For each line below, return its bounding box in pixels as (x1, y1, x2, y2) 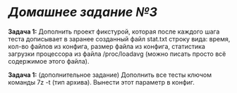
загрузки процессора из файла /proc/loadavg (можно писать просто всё (8, 50, 226, 58)
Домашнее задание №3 (8, 4, 158, 20)
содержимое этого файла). (8, 57, 90, 65)
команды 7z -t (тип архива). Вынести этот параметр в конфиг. (8, 78, 195, 86)
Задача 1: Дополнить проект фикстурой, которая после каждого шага (8, 27, 220, 36)
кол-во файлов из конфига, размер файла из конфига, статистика (8, 42, 205, 50)
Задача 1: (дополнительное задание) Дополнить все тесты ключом (8, 71, 212, 79)
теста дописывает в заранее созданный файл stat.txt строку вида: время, (8, 34, 231, 43)
